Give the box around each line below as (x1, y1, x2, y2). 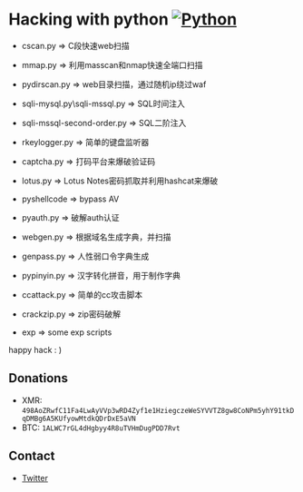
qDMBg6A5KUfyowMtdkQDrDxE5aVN (21, 414, 137, 423)
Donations (8, 370, 69, 386)
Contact (8, 448, 55, 464)
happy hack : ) (8, 344, 63, 355)
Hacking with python (8, 9, 169, 30)
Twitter (21, 472, 49, 483)
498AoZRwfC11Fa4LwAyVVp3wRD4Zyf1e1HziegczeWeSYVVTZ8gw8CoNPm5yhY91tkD (21, 406, 295, 415)
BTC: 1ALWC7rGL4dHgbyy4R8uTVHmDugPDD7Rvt (21, 422, 181, 433)
